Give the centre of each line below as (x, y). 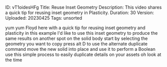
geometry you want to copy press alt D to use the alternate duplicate (76, 44)
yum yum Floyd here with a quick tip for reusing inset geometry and (75, 28)
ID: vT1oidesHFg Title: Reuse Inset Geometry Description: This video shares (83, 7)
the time (14, 60)
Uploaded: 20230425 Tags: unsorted (44, 18)
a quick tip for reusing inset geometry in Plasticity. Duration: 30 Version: (80, 13)
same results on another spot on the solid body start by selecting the (77, 38)
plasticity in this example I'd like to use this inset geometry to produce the (81, 33)
